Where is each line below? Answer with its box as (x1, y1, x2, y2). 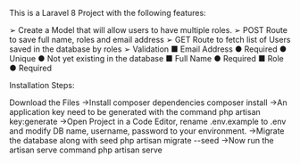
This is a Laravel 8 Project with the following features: (9, 8, 207, 18)
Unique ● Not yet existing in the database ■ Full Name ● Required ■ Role (9, 53, 284, 63)
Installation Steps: (9, 80, 75, 90)
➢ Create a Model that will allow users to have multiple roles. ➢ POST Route (9, 25, 288, 35)
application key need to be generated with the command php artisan (9, 107, 261, 117)
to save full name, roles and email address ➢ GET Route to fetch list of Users (9, 35, 291, 45)
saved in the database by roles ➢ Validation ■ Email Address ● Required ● (9, 44, 287, 54)
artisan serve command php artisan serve (9, 144, 163, 155)
